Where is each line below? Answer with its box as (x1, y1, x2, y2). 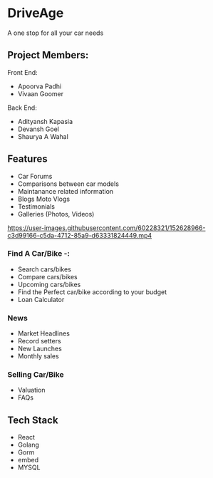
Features (7, 153, 48, 165)
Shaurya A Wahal (17, 132, 69, 140)
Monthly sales (17, 352, 59, 360)
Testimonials (17, 202, 56, 211)
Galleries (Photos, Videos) (17, 209, 95, 218)
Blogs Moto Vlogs (17, 194, 70, 203)
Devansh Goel (17, 125, 59, 133)
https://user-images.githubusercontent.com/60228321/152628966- (7, 223, 206, 232)
